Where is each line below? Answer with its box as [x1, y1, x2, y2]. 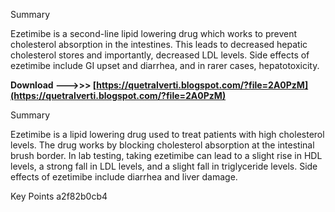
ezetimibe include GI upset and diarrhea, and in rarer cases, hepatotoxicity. [10, 60, 320, 71]
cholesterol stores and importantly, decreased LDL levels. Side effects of [10, 49, 310, 61]
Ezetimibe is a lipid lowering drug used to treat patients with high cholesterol [10, 129, 325, 140]
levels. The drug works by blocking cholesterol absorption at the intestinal [10, 139, 315, 151]
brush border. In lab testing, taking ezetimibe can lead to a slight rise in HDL [10, 150, 323, 161]
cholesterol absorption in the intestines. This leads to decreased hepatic [10, 39, 308, 50]
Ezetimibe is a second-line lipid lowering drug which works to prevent [10, 28, 298, 39]
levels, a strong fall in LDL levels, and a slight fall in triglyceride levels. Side [10, 160, 318, 172]
